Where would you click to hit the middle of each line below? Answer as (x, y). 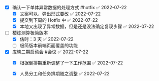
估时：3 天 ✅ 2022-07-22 (47, 39)
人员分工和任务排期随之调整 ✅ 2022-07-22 (65, 73)
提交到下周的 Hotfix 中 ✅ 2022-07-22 (59, 20)
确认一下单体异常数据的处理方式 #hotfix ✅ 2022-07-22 (69, 7)
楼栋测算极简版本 (30, 33)
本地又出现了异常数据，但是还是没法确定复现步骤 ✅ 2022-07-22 (87, 26)
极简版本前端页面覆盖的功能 (49, 46)
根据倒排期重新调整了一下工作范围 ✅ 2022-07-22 (71, 63)
